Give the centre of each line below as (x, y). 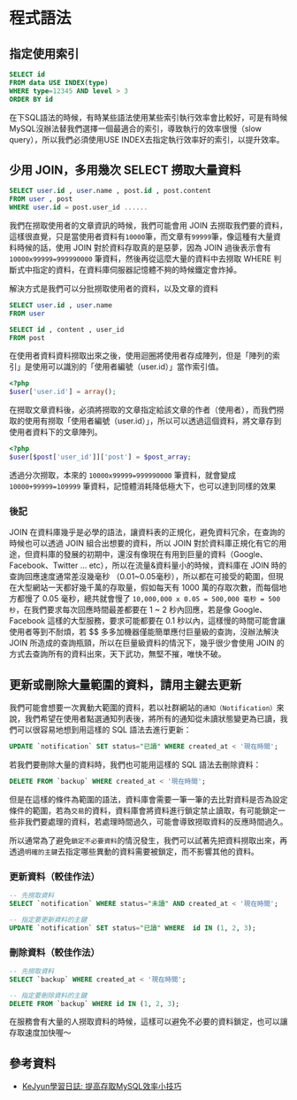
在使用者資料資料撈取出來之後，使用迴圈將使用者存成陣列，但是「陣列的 (141, 356)
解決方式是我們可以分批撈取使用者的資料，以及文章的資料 (114, 288)
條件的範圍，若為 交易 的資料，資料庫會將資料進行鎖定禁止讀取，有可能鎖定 (144, 810)
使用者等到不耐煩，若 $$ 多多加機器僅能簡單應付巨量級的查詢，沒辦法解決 (144, 632)
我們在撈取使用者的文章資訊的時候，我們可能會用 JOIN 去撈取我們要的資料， (148, 225)
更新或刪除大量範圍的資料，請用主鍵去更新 (125, 684)
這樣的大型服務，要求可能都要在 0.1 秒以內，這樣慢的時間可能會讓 (166, 621)
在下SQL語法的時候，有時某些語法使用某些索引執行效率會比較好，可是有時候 (148, 117)
